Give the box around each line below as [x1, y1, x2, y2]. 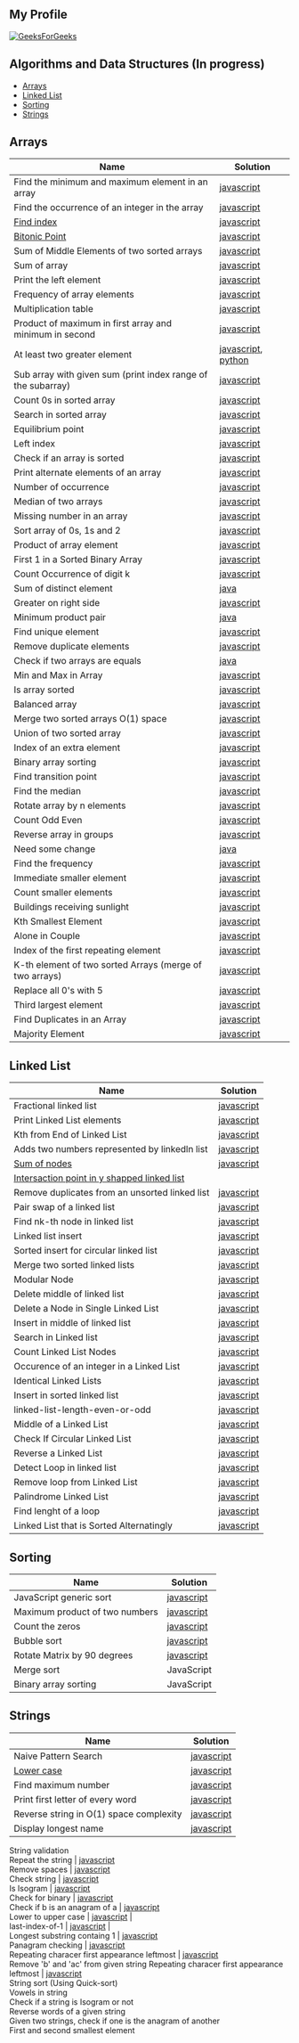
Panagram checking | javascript [9, 1940, 125, 1950]
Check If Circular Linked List [13, 1433, 132, 1445]
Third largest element [13, 999, 103, 1011]
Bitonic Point [13, 231, 67, 243]
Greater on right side [13, 597, 101, 609]
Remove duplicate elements [13, 641, 130, 653]
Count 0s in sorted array [13, 394, 116, 406]
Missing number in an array [13, 510, 128, 522]
